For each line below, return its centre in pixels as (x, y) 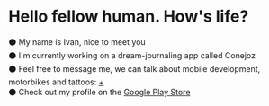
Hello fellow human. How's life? (129, 17)
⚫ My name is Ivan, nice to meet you (77, 41)
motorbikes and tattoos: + (56, 82)
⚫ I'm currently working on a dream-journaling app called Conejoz (132, 55)
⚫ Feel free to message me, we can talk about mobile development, (134, 68)
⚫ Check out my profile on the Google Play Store (99, 92)
